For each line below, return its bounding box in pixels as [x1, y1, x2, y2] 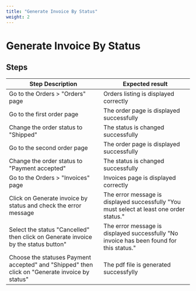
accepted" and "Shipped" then [9, 261, 93, 269]
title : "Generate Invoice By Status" [6, 8, 98, 15]
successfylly [103, 268, 138, 276]
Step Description [29, 79, 78, 88]
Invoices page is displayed [103, 174, 176, 182]
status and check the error [9, 201, 82, 209]
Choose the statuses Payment [9, 253, 92, 261]
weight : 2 [6, 14, 30, 20]
